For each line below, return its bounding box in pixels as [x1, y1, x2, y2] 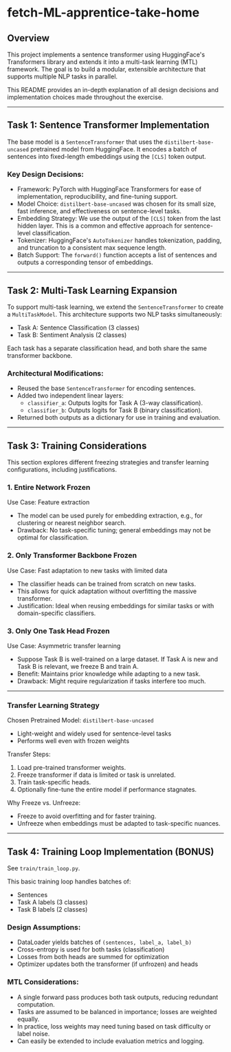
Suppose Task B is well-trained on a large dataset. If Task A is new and [16, 655, 219, 663]
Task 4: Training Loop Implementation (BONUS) [7, 846, 214, 857]
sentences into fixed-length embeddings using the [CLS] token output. [7, 152, 206, 160]
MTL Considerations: [7, 977, 79, 987]
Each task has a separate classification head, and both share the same [7, 344, 208, 352]
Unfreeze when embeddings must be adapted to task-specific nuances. [16, 819, 221, 828]
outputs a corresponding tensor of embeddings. [16, 258, 153, 266]
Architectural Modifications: [7, 368, 104, 378]
